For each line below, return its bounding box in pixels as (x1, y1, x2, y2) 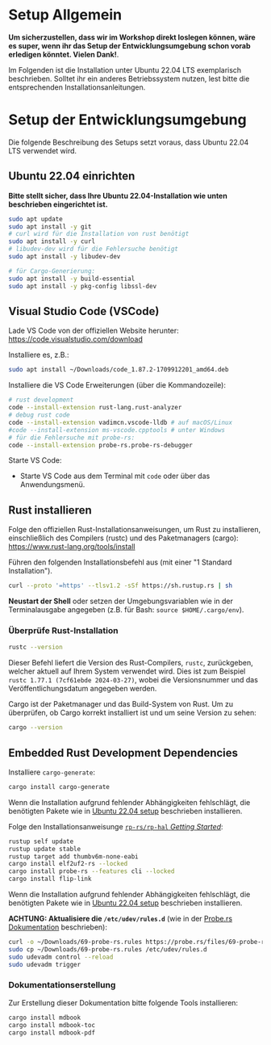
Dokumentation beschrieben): (8, 922, 107, 932)
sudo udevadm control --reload (8, 953, 114, 961)
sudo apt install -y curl (8, 237, 95, 246)
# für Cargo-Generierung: (8, 266, 95, 275)
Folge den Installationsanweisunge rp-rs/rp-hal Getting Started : (8, 821, 223, 831)
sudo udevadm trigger (8, 960, 81, 968)
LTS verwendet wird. (8, 145, 77, 155)
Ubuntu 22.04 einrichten (8, 170, 135, 183)
